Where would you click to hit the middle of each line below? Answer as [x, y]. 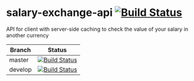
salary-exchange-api [59, 13]
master [19, 60]
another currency [27, 35]
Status [57, 50]
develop [21, 69]
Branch [20, 50]
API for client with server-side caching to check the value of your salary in [97, 29]
